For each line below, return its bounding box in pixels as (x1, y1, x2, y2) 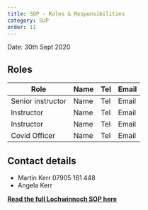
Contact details (7, 155, 76, 167)
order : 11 (7, 23, 37, 30)
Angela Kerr (17, 181, 53, 189)
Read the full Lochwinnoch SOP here (7, 195, 118, 203)
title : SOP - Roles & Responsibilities (7, 10, 125, 18)
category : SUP (7, 17, 50, 24)
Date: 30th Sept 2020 (7, 43, 71, 52)
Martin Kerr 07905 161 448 (17, 174, 96, 182)
